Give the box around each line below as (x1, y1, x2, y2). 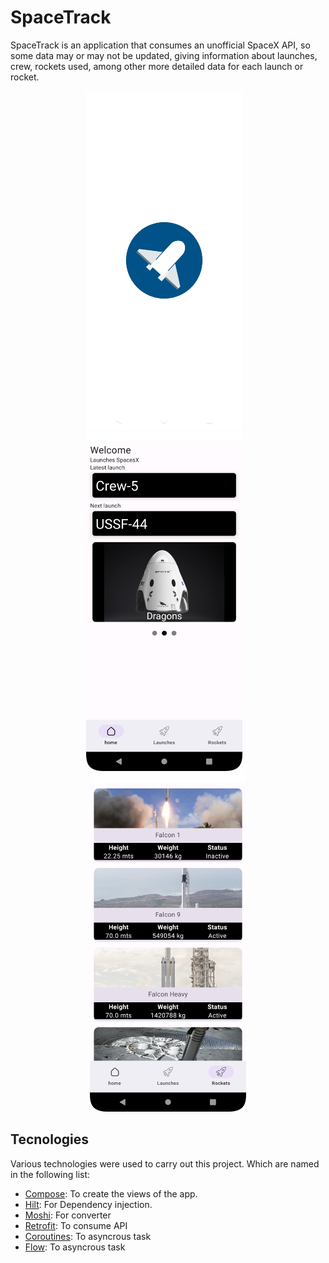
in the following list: (10, 1168, 91, 1180)
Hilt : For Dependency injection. (24, 1198, 153, 1210)
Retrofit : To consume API (24, 1219, 128, 1231)
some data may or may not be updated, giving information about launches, (10, 49, 318, 61)
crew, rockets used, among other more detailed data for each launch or (10, 60, 304, 72)
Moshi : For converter (24, 1209, 112, 1221)
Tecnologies (10, 1131, 89, 1148)
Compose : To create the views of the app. (24, 1187, 198, 1200)
